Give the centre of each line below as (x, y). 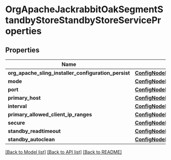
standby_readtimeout (34, 131)
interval (17, 106)
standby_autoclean (31, 139)
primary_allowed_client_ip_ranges (50, 115)
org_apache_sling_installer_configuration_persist (69, 73)
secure (17, 123)
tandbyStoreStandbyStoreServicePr (83, 20)
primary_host (24, 98)
